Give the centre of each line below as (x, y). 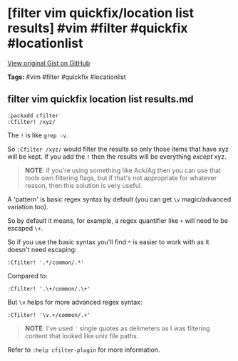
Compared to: (28, 276)
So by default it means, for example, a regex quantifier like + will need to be (118, 220)
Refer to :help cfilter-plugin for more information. (84, 350)
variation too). (28, 206)
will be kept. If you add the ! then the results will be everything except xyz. (117, 156)
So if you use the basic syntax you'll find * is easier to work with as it (108, 242)
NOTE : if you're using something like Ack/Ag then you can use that (123, 170)
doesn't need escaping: (42, 249)
